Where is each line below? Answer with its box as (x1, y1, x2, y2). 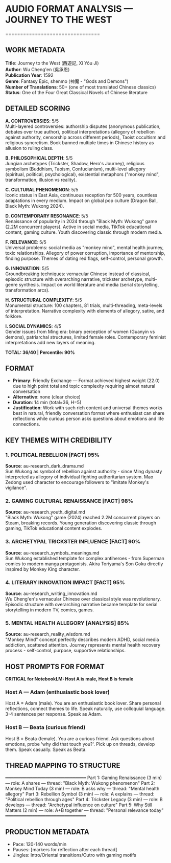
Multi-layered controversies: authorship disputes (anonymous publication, (5, 123, 161, 129)
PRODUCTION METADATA (5, 827, 89, 836)
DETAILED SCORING (5, 104, 70, 113)
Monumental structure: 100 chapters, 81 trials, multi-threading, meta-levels (5, 302, 162, 308)
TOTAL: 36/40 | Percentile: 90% (5, 349, 75, 356)
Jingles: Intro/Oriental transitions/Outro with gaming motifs (12, 852, 137, 858)
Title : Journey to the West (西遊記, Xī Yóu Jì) (5, 60, 99, 66)
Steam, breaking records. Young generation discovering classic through (5, 520, 157, 526)
